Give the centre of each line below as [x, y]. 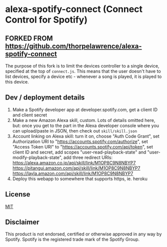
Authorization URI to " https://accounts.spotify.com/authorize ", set [80, 141]
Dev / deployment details [45, 98]
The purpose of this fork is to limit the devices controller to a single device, [82, 66]
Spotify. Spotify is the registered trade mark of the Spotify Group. [72, 239]
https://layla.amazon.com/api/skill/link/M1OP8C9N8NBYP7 [73, 173]
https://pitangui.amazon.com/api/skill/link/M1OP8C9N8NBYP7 [76, 168]
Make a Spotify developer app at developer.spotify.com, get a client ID [85, 109]
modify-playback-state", [37, 157]
